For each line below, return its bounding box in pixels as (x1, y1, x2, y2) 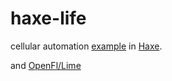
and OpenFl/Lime (10, 59, 82, 71)
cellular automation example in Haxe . (10, 40, 163, 52)
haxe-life (10, 7, 87, 30)
